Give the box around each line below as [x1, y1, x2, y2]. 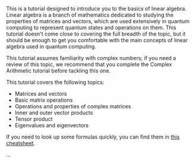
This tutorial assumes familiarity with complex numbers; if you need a [6, 55, 177, 61]
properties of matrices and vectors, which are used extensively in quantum [6, 18, 190, 24]
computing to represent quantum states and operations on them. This [6, 24, 177, 31]
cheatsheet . [6, 140, 36, 146]
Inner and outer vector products [14, 109, 93, 116]
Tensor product [14, 115, 53, 123]
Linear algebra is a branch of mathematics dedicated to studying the [6, 11, 174, 18]
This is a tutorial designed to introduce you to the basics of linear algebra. [6, 5, 187, 12]
